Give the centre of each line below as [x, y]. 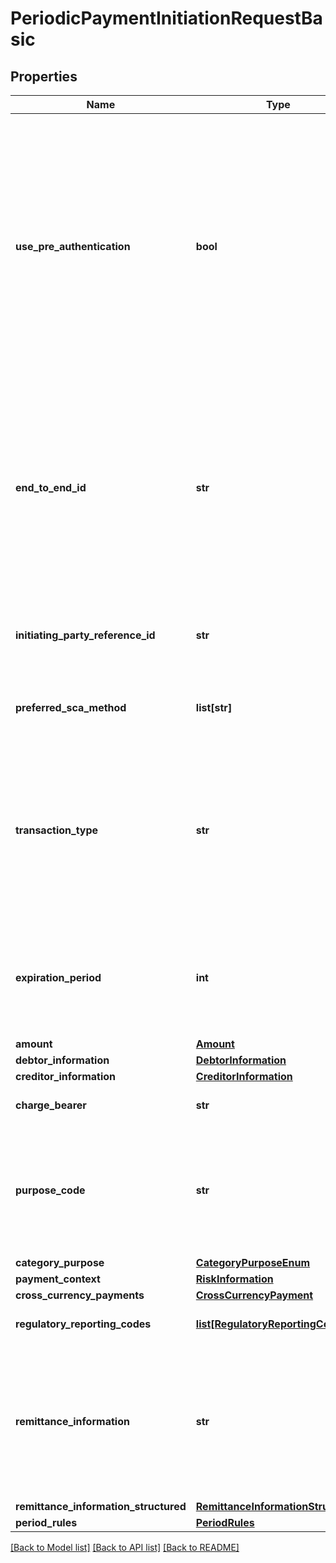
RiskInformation [234, 1279]
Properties [44, 76]
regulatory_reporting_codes [83, 1324]
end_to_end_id [51, 487]
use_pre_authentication [73, 246]
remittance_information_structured [101, 1506]
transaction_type [57, 830]
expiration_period [58, 977]
